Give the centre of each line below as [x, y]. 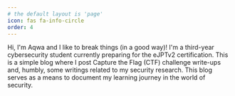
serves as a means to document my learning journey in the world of [106, 78]
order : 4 [20, 27]
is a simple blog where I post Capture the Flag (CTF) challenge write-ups [114, 63]
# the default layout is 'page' [55, 14]
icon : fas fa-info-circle [46, 21]
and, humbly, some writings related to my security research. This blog [110, 70]
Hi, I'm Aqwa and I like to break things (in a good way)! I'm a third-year [111, 48]
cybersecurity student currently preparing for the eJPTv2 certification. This [118, 55]
